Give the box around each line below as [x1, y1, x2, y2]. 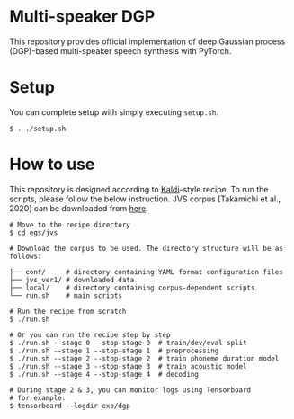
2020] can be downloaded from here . [9, 202, 148, 213]
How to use [9, 155, 95, 174]
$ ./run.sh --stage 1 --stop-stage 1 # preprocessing [9, 346, 219, 355]
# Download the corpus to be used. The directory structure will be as [9, 244, 283, 253]
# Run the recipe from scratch [9, 307, 127, 316]
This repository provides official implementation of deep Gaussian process [9, 36, 286, 47]
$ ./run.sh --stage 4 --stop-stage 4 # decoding [9, 370, 200, 379]
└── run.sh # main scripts [9, 290, 123, 300]
